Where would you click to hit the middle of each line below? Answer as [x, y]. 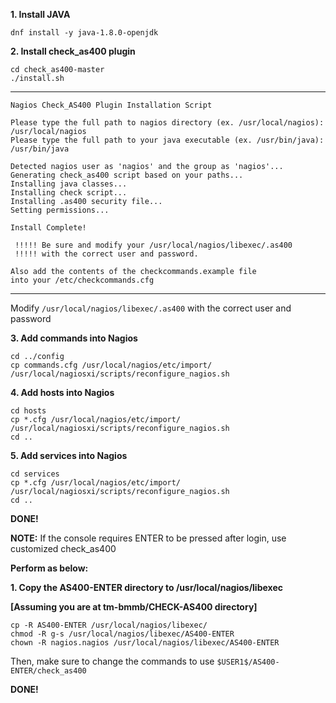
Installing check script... [69, 193]
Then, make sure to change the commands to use [112, 661]
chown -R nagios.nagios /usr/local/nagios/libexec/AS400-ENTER [145, 643]
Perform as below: [49, 568]
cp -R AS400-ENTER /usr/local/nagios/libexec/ [109, 625]
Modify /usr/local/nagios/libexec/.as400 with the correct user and [151, 308]
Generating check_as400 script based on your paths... [127, 175]
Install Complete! [48, 228]
